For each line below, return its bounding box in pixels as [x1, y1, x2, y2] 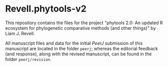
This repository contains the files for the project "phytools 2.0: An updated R [5, 20, 163, 26]
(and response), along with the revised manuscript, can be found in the [5, 51, 152, 57]
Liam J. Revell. [5, 30, 35, 36]
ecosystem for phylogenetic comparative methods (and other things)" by [5, 25, 156, 31]
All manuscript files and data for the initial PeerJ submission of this [5, 40, 143, 46]
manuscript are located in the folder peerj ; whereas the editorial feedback [5, 45, 158, 51]
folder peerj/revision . [5, 56, 52, 62]
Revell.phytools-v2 [5, 3, 87, 15]
